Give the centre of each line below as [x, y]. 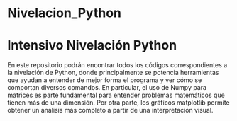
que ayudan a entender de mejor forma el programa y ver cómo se [105, 80]
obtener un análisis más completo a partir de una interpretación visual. [110, 110]
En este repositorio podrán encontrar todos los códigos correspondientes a [117, 65]
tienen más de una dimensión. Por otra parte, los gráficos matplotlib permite [119, 103]
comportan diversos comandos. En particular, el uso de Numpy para [107, 88]
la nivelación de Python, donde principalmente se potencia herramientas [113, 73]
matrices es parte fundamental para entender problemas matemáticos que [116, 95]
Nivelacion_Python [65, 13]
